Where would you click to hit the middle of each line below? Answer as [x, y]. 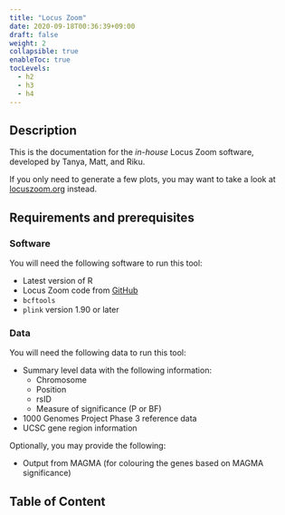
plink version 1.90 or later [71, 310]
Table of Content [57, 501]
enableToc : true [40, 60]
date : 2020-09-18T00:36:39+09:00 [72, 26]
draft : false [34, 34]
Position [51, 390]
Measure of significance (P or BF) [99, 409]
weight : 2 [28, 43]
